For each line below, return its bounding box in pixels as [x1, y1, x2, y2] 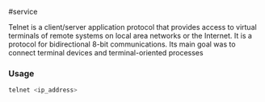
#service [8, 7, 38, 16]
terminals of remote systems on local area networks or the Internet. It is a [8, 31, 253, 40]
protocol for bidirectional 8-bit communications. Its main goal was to [8, 39, 236, 49]
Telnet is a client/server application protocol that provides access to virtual [8, 22, 257, 31]
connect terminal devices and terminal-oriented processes [8, 48, 204, 57]
